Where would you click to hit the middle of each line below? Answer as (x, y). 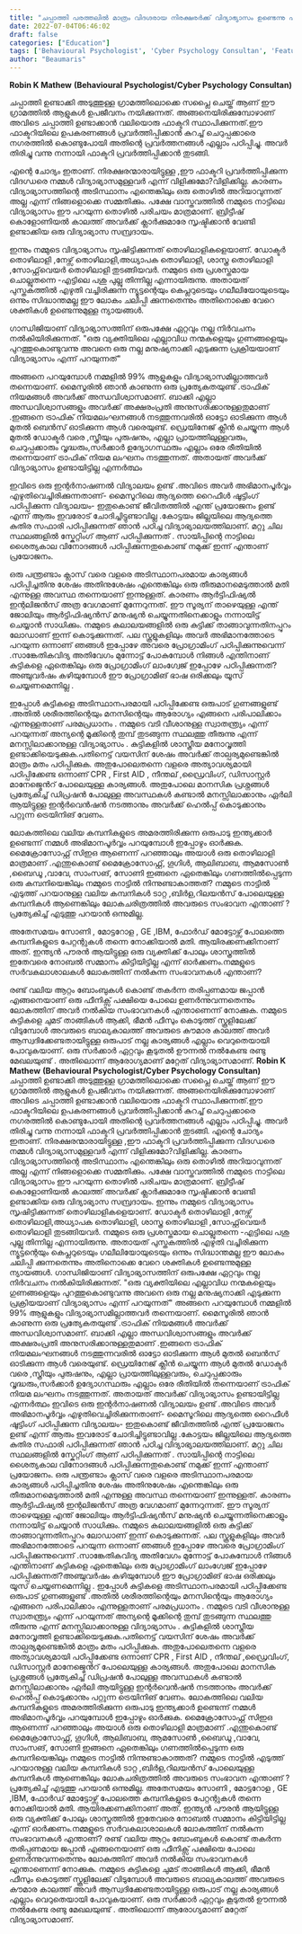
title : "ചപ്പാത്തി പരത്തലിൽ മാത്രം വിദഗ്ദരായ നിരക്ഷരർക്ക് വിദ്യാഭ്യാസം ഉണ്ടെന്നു (147, 18)
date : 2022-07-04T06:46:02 (60, 26)
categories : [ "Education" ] (60, 43)
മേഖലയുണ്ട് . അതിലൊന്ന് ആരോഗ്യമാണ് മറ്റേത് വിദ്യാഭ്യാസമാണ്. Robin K (147, 1060)
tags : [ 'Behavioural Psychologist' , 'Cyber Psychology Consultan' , (138, 51)
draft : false (34, 34)
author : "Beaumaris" (48, 59)
